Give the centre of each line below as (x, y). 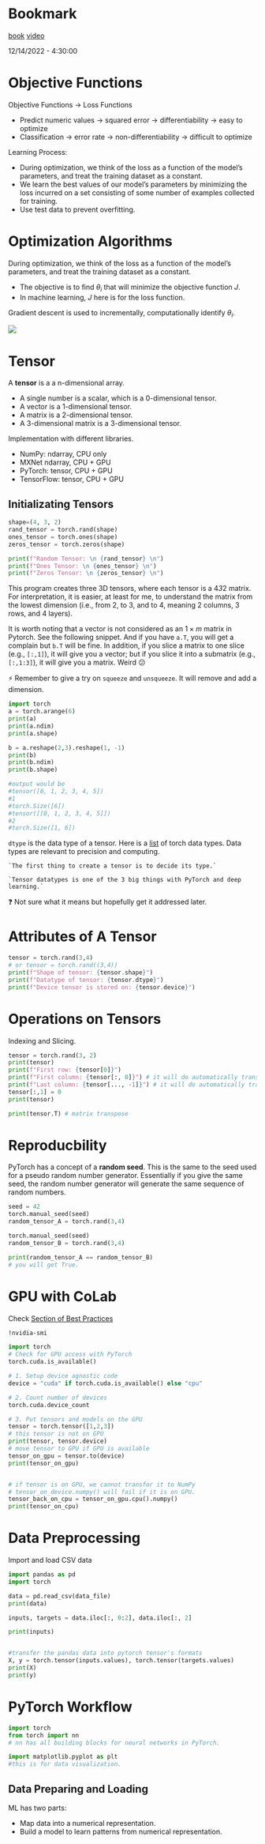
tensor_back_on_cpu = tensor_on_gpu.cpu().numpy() (93, 1499)
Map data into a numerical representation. (88, 1823)
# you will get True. (44, 1265)
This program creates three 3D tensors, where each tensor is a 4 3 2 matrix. (130, 589)
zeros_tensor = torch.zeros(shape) (67, 544)
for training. (38, 201)
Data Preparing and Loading (78, 1789)
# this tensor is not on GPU (56, 1434)
